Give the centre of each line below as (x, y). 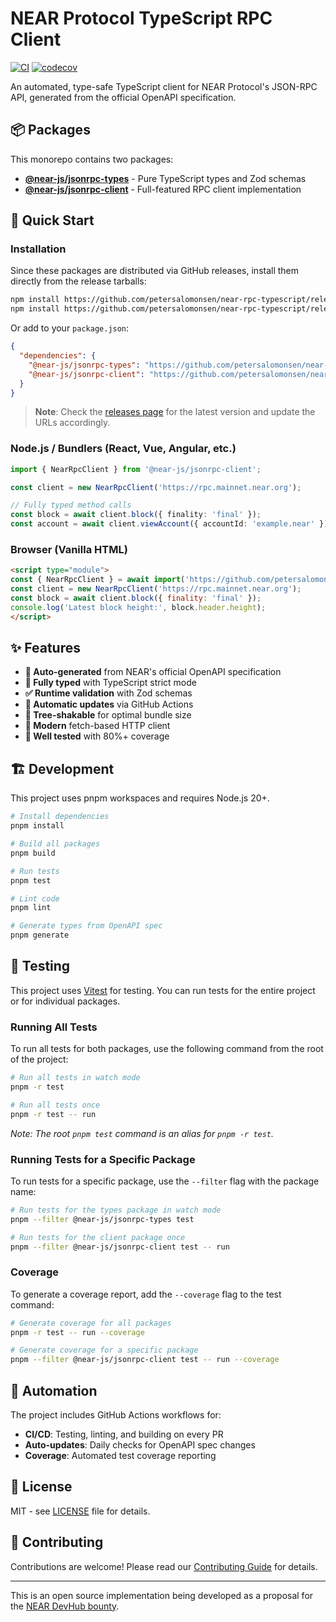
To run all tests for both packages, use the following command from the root (167, 1049)
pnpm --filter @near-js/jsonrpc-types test (102, 1219)
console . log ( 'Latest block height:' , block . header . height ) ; (138, 607)
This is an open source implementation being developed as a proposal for (162, 1595)
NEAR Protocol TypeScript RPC (141, 18)
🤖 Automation (54, 1390)
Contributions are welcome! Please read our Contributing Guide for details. (164, 1566)
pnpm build (33, 853)
